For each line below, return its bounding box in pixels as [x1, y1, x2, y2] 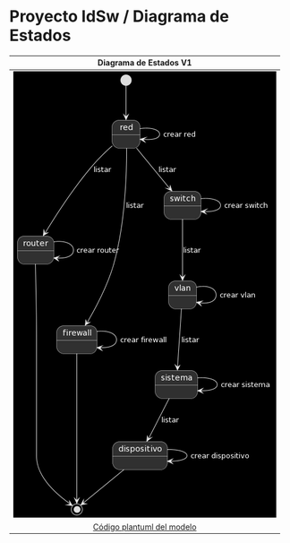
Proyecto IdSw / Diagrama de [9, 6, 230, 27]
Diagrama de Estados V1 [97, 57, 192, 68]
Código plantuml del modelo [92, 521, 197, 532]
